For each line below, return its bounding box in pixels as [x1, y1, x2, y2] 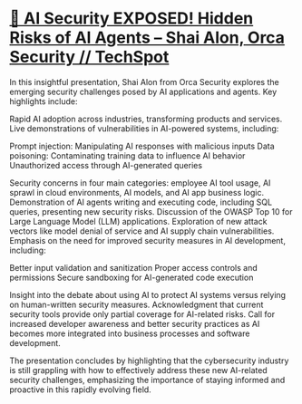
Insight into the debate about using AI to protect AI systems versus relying [9, 289, 287, 300]
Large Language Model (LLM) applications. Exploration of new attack [9, 216, 268, 226]
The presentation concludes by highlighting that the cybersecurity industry [9, 355, 289, 366]
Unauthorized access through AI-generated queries [9, 159, 202, 170]
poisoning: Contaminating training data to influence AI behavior [9, 149, 246, 161]
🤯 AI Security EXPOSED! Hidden [9, 8, 254, 29]
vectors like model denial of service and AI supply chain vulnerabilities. [9, 226, 275, 236]
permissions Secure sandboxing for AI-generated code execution [9, 272, 254, 283]
